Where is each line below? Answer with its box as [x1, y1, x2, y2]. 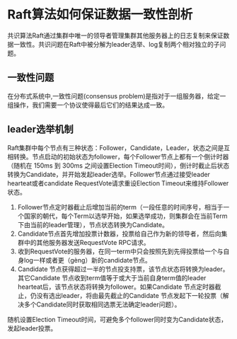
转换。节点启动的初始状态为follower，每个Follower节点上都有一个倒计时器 [13, 152, 229, 161]
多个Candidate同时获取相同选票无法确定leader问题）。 [23, 300, 181, 309]
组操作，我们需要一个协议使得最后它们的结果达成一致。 [7, 100, 168, 109]
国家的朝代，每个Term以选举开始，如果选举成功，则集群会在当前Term [23, 212, 228, 220]
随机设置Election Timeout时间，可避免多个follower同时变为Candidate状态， [7, 315, 228, 323]
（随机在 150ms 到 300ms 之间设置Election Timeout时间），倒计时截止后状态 [7, 161, 230, 170]
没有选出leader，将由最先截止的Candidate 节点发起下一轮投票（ [36, 291, 223, 299]
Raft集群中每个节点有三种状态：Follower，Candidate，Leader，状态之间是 [7, 143, 224, 152]
